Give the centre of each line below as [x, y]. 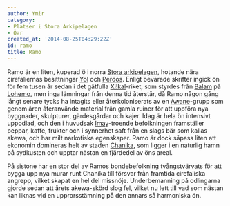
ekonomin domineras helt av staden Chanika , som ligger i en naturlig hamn [113, 145]
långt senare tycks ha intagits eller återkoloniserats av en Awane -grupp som [115, 101]
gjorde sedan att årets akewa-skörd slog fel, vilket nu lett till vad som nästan [115, 188]
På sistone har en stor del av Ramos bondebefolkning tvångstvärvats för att [115, 166]
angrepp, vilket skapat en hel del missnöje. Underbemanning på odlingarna [114, 180]
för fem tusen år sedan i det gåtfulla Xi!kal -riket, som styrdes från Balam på [114, 86]
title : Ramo [24, 53]
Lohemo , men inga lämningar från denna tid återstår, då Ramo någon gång [113, 93]
